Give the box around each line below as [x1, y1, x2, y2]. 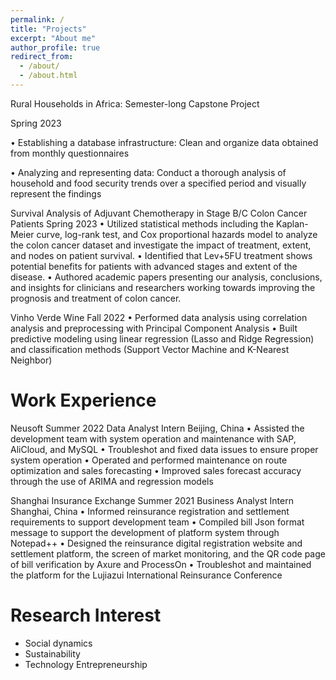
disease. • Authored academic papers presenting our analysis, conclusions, [10, 271, 323, 283]
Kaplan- [275, 217, 309, 230]
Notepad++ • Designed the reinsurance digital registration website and [10, 537, 303, 549]
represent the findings [10, 187, 102, 200]
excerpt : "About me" [10, 33, 97, 43]
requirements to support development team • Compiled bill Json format [10, 516, 305, 528]
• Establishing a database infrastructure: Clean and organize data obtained [10, 136, 319, 148]
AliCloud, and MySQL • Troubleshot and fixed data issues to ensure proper [10, 443, 319, 455]
